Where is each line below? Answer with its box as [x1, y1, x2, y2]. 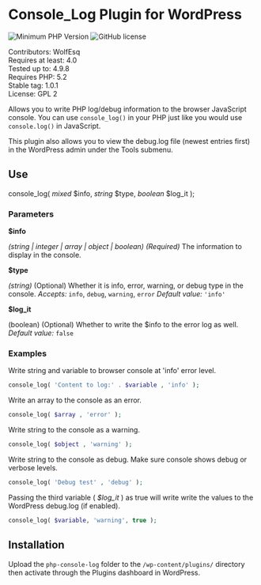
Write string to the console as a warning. [8, 425, 141, 435]
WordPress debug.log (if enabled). [8, 500, 121, 511]
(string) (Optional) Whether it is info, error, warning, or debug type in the [8, 281, 244, 290]
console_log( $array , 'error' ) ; [8, 411, 123, 419]
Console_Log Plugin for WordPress [8, 6, 243, 24]
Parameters [8, 208, 54, 219]
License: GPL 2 [8, 89, 58, 98]
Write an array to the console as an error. [8, 395, 142, 405]
